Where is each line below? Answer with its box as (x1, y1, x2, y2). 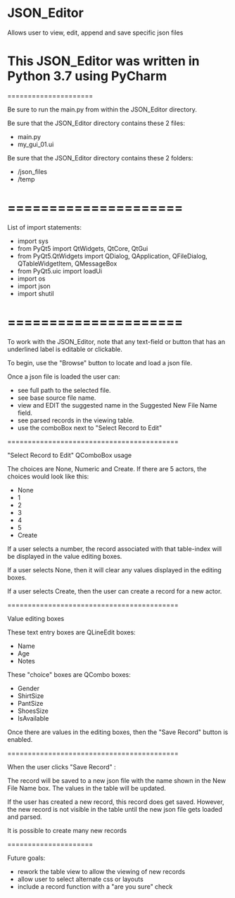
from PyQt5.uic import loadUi (17, 266, 103, 275)
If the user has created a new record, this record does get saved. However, (7, 797, 224, 806)
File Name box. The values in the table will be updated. (7, 784, 167, 792)
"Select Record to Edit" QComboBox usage (7, 451, 132, 459)
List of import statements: (7, 223, 82, 231)
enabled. (7, 735, 33, 743)
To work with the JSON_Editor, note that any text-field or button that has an (7, 337, 225, 345)
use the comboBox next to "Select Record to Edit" (17, 423, 163, 432)
